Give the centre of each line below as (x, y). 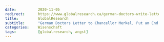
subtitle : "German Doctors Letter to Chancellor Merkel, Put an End (82, 23)
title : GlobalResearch (37, 18)
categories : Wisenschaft (34, 28)
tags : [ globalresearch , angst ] (47, 32)
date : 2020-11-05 (32, 9)
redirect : (15, 14)
